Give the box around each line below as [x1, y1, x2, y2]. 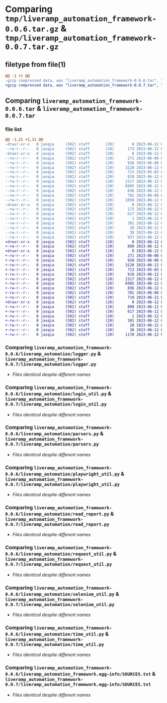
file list [5, 126, 22, 133]
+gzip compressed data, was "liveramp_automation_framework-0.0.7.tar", [5, 82, 159, 88]
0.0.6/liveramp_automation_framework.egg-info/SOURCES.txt [5, 672, 151, 677]
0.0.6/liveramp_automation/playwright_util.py [5, 471, 120, 477]
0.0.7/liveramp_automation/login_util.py [5, 401, 107, 407]
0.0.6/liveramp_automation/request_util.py [5, 551, 112, 557]
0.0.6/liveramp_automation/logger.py [5, 351, 97, 356]
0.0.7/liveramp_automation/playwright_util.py [5, 481, 120, 487]
